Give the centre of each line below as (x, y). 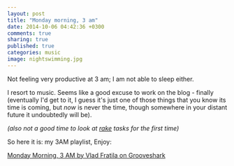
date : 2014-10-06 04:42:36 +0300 (56, 27)
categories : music (34, 53)
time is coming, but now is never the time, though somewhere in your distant (117, 107)
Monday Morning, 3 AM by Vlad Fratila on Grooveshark (86, 155)
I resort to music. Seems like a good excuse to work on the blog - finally (111, 92)
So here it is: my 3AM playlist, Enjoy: (59, 142)
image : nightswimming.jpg (45, 59)
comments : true (29, 33)
